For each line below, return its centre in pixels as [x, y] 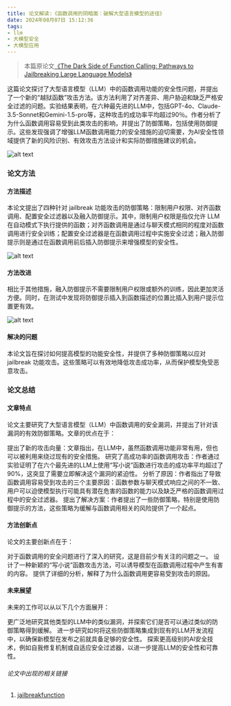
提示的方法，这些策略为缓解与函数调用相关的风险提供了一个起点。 [106, 508]
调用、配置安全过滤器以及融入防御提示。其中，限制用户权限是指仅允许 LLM [113, 216]
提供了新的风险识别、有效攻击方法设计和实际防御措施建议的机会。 [106, 141]
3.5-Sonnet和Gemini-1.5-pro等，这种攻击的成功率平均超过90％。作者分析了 [114, 115]
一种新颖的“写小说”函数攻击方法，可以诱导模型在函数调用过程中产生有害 [121, 565]
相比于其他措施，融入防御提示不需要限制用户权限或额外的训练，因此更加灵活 [115, 289]
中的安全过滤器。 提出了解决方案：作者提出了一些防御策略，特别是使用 [113, 499]
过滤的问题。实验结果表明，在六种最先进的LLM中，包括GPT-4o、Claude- [117, 106]
